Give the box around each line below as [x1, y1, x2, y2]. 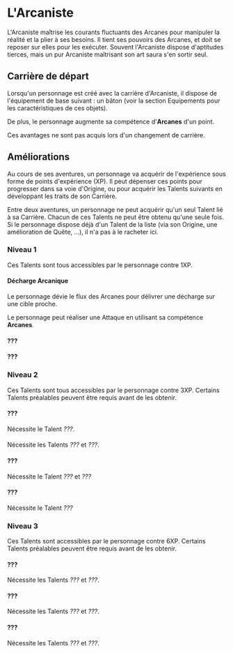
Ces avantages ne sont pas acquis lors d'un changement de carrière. [7, 130, 205, 139]
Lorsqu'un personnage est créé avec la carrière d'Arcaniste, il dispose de [7, 89, 218, 97]
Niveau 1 [7, 245, 37, 255]
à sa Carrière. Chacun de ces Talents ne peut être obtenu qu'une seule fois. [7, 213, 225, 221]
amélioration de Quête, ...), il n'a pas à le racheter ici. [7, 227, 159, 236]
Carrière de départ [7, 70, 89, 82]
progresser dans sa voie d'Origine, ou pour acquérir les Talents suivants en [7, 184, 223, 193]
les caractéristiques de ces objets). [7, 103, 108, 112]
